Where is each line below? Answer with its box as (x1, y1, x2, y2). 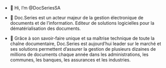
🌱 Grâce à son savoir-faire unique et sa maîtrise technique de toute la (10, 36, 155, 41)
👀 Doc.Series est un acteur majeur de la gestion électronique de (10, 15, 144, 20)
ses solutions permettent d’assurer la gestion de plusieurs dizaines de (10, 46, 156, 52)
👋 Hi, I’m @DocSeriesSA (10, 5, 61, 11)
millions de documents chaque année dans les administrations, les (10, 51, 149, 57)
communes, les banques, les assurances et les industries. (10, 57, 131, 63)
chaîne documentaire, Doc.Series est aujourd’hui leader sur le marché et (10, 41, 161, 47)
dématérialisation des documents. (10, 25, 81, 31)
